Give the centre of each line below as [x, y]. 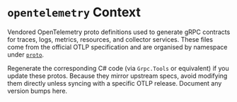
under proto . [26, 55]
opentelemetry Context [74, 12]
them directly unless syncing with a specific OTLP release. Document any [115, 83]
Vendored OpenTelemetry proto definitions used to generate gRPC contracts [119, 32]
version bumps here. [37, 91]
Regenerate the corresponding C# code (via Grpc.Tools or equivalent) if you [118, 68]
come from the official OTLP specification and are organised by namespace [117, 47]
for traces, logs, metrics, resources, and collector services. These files [110, 39]
